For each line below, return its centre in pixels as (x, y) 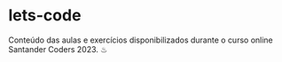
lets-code (45, 15)
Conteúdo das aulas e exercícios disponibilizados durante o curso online (141, 40)
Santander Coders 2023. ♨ (58, 49)
